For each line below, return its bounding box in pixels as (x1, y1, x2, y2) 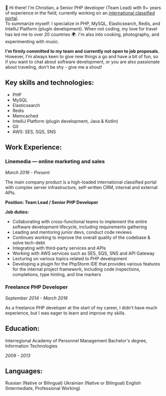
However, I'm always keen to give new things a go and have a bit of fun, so (5, 54, 159, 59)
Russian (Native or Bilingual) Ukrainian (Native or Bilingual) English (5, 380, 141, 386)
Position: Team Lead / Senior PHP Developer (5, 199, 98, 205)
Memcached (12, 112, 38, 119)
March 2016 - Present (5, 169, 50, 175)
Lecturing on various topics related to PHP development (12, 255, 127, 261)
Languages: (5, 367, 43, 375)
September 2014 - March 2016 (5, 295, 68, 301)
